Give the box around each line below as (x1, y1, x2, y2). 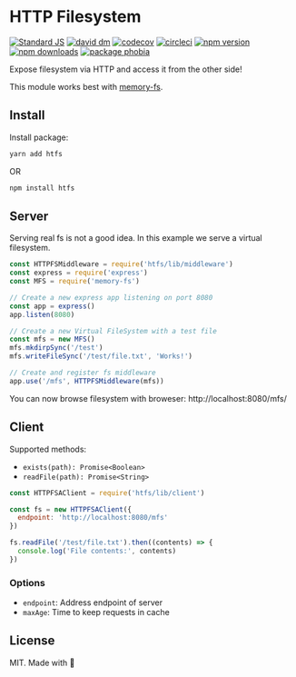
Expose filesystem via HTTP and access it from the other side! (9, 64, 242, 75)
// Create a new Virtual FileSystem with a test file (9, 326, 218, 335)
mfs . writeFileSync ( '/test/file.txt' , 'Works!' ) (9, 352, 193, 361)
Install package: (9, 132, 69, 143)
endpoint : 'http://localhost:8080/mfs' (17, 513, 169, 523)
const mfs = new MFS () (9, 334, 95, 344)
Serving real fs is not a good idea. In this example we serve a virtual (9, 233, 263, 244)
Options (9, 576, 45, 589)
